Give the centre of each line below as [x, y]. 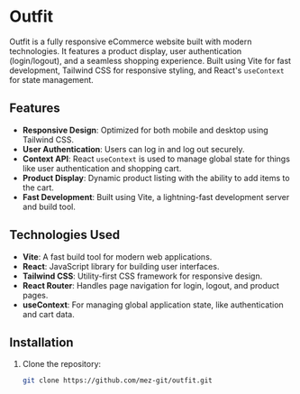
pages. [35, 295]
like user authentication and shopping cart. [102, 168]
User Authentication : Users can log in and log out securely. [133, 149]
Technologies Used [64, 235]
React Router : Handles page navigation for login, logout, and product [150, 285]
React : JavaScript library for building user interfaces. [121, 266]
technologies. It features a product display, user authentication [126, 50]
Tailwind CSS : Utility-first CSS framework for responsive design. [142, 276]
